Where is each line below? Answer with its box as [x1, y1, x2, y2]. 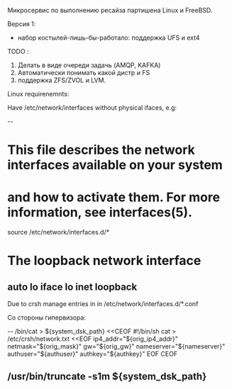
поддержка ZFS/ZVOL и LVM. [17, 76, 106, 84]
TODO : [7, 47, 30, 55]
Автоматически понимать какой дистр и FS [17, 69, 150, 77]
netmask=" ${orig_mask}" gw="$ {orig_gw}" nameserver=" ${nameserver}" [7, 342, 226, 351]
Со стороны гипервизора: [7, 313, 87, 322]
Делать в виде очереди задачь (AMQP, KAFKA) [17, 61, 161, 69]
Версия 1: [7, 20, 36, 28]
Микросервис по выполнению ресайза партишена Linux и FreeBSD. [7, 6, 213, 14]
